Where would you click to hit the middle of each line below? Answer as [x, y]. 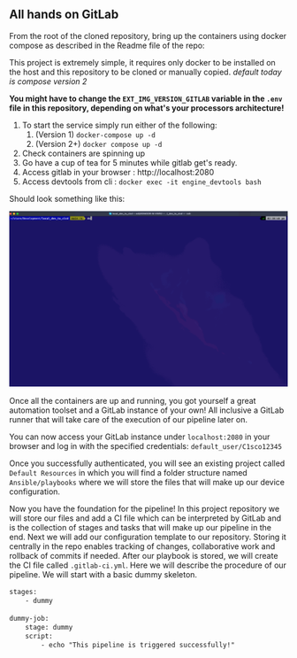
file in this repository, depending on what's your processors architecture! [147, 108]
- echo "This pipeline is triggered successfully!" [138, 646]
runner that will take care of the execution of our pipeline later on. [129, 420]
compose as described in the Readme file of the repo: [107, 45]
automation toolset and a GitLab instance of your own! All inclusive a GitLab [147, 410]
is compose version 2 [48, 81]
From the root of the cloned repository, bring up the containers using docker [148, 35]
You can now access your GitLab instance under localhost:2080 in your [140, 437]
